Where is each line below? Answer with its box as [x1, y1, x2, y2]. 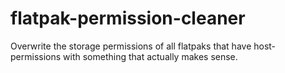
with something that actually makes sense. [63, 50, 238, 62]
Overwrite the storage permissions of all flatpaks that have [10, 40, 252, 52]
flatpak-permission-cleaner [10, 7, 246, 30]
